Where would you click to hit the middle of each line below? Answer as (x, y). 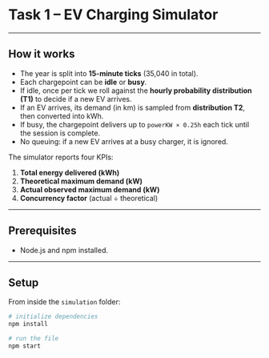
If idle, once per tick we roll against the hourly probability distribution (136, 91)
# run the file (34, 339)
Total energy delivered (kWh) (70, 172)
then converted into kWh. (62, 116)
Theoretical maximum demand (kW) (81, 181)
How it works (42, 54)
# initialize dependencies (53, 317)
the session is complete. (60, 133)
